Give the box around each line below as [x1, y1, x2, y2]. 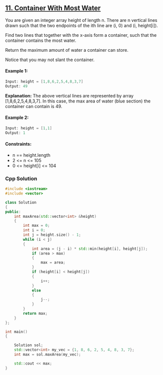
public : [5, 209, 21, 214]
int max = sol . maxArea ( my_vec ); [14, 352, 81, 357]
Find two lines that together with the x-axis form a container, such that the [5, 32, 157, 38]
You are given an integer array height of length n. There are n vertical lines [5, 17, 158, 23]
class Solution [5, 200, 37, 205]
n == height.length [12, 152, 51, 158]
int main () [5, 329, 28, 334]
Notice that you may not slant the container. [5, 57, 95, 63]
